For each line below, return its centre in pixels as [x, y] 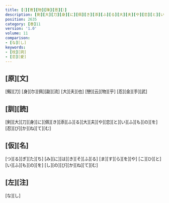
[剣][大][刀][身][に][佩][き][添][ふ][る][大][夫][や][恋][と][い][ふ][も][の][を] [81, 122]
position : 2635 [21, 19]
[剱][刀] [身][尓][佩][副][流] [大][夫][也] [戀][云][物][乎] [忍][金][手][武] [76, 92]
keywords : [16, 47]
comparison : [18, 38]
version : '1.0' [21, 29]
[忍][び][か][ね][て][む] [28, 128]
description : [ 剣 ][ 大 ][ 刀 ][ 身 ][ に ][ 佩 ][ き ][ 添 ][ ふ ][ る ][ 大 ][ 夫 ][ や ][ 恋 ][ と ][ [83, 15]
